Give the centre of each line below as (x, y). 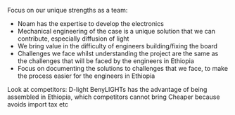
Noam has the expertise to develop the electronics (90, 23)
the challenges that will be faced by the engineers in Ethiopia (106, 61)
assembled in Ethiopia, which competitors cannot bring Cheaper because (114, 97)
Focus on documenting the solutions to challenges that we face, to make (123, 68)
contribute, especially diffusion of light (73, 39)
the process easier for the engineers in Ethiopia (86, 76)
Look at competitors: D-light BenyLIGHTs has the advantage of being (107, 89)
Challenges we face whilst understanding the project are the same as (118, 53)
